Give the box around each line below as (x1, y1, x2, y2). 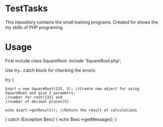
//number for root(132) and (5, 95, 63, 100)
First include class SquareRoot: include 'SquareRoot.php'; (5, 57, 122, 64)
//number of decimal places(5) (5, 99, 69, 104)
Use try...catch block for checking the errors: (5, 67, 96, 73)
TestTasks (5, 3, 48, 14)
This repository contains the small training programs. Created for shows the (5, 19, 158, 25)
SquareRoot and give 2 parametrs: (5, 90, 76, 96)
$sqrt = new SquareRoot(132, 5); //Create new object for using (5, 86, 139, 91)
